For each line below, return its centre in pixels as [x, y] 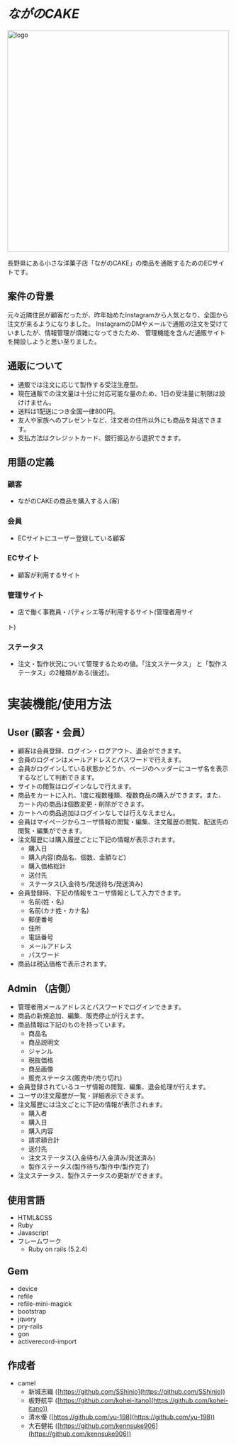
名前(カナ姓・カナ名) [58, 911]
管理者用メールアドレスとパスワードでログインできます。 [101, 1007]
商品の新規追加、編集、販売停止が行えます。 [83, 1016]
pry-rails [30, 1326]
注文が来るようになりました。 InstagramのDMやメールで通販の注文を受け [115, 324]
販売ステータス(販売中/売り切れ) [75, 1078]
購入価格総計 [47, 866]
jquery [27, 1319]
